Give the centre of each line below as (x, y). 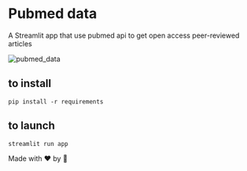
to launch (31, 126)
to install (30, 84)
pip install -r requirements (56, 102)
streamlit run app (38, 144)
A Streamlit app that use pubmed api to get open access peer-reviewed (124, 35)
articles (20, 43)
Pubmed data (53, 14)
